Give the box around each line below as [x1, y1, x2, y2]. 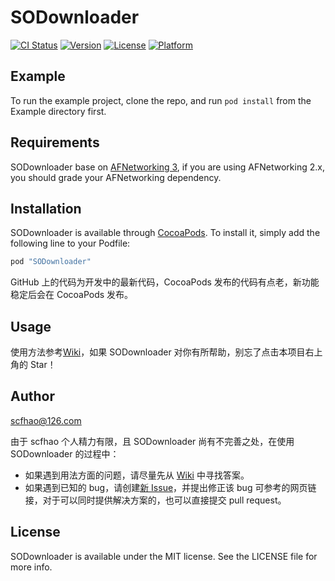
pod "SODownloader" [10, 257, 92, 267]
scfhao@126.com [10, 414, 82, 426]
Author [10, 388, 55, 405]
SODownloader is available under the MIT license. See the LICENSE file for [10, 550, 318, 562]
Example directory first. [10, 105, 107, 117]
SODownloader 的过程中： [10, 447, 120, 460]
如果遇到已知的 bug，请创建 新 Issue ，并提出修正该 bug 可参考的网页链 [24, 481, 317, 493]
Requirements [10, 134, 100, 151]
